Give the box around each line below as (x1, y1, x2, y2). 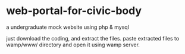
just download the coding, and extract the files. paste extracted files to (6, 35, 180, 42)
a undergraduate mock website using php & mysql (6, 23, 130, 31)
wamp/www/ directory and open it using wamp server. (6, 41, 140, 48)
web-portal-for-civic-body (6, 4, 142, 18)
